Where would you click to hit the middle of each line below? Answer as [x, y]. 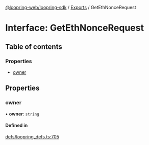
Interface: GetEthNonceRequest [75, 28]
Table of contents [34, 47]
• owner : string [22, 113]
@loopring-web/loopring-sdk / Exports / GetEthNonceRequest [71, 7]
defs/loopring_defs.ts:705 [32, 136]
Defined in [17, 125]
